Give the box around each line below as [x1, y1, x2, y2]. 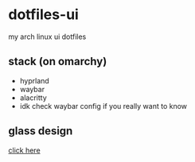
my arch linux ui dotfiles [8, 32, 87, 41]
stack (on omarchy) [8, 55, 107, 68]
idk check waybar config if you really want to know [19, 101, 188, 110]
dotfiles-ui [8, 6, 80, 24]
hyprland [19, 75, 49, 85]
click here [8, 145, 41, 155]
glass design [8, 125, 73, 138]
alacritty [19, 93, 48, 102]
